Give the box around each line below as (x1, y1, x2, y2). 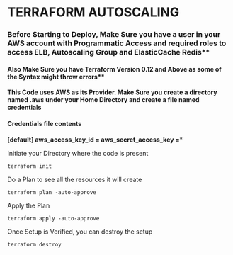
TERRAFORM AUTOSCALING (7, 4, 179, 21)
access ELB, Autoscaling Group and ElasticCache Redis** (7, 47, 210, 57)
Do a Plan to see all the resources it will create (7, 175, 142, 183)
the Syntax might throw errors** (7, 72, 105, 81)
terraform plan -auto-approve (7, 188, 97, 195)
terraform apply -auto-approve (7, 215, 100, 222)
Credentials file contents (7, 119, 82, 127)
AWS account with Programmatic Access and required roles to (7, 38, 227, 48)
